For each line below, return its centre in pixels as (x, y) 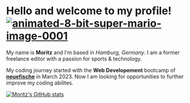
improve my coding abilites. (40, 83)
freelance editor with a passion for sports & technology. (74, 59)
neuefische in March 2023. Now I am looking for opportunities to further (95, 76)
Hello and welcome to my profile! (89, 11)
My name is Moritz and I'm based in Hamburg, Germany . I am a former (93, 52)
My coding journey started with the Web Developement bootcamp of (91, 70)
